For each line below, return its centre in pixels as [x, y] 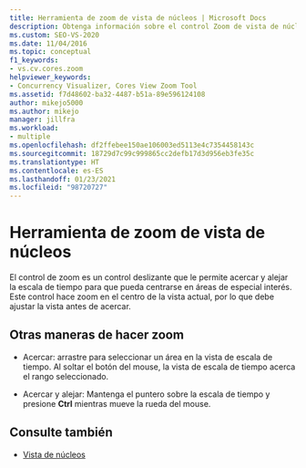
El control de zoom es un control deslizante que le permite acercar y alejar [149, 277]
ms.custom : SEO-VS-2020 [55, 35]
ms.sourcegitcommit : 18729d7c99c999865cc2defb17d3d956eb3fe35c [132, 153]
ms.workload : [34, 129]
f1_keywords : [34, 60]
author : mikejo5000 [46, 103]
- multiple [30, 137]
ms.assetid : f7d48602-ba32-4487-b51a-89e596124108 [107, 94]
